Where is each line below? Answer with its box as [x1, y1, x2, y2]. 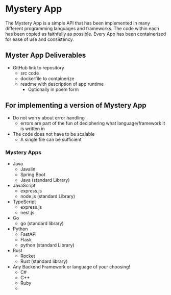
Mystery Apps [5, 149, 42, 156]
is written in [20, 126, 45, 132]
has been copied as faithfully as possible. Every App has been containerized [5, 31, 166, 37]
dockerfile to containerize [20, 75, 75, 82]
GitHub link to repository [12, 64, 64, 70]
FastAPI [20, 231, 37, 237]
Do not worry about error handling [12, 114, 85, 120]
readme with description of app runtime [20, 81, 104, 87]
